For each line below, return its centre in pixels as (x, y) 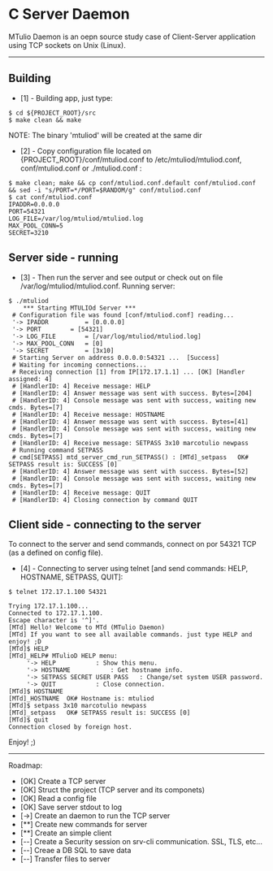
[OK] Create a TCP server (63, 782)
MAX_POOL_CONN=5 (36, 225)
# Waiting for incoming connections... (80, 365)
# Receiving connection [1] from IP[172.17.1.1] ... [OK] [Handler (128, 372)
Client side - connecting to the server (105, 524)
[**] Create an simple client (66, 833)
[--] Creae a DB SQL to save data (76, 851)
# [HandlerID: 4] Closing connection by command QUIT (105, 500)
